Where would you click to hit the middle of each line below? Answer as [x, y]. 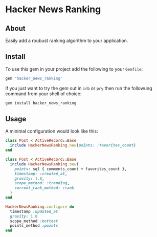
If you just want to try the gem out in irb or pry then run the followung [79, 88]
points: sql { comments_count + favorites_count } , [71, 169]
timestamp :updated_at [34, 211]
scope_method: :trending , [42, 183]
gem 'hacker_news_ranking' [34, 78]
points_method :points [34, 226]
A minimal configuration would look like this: [52, 131]
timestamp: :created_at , [41, 174]
